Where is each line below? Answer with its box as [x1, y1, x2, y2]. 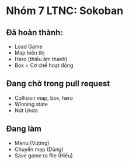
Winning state [14, 100, 48, 107]
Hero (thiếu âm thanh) [14, 56, 68, 62]
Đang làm [6, 124, 42, 134]
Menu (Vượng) [14, 139, 50, 146]
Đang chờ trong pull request [6, 79, 110, 89]
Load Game [14, 43, 43, 50]
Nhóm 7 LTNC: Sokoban [6, 4, 124, 18]
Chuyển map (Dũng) [14, 146, 64, 153]
